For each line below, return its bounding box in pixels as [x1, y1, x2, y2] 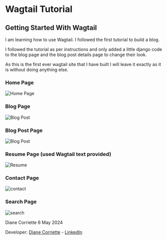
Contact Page [5, 174, 39, 181]
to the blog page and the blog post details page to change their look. [5, 51, 147, 57]
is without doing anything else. [5, 66, 69, 72]
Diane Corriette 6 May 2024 [5, 219, 63, 225]
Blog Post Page [5, 126, 43, 133]
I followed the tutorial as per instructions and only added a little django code [5, 46, 162, 52]
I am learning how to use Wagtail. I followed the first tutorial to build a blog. [5, 36, 160, 42]
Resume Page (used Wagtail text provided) [5, 150, 111, 157]
